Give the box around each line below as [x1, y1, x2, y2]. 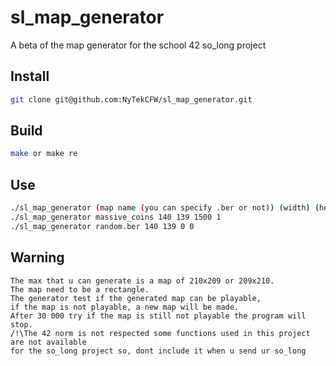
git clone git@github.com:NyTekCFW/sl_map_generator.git [10, 94, 253, 105]
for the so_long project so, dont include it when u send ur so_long [10, 346, 307, 356]
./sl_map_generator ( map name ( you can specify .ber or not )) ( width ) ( [10, 203, 320, 213]
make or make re [10, 149, 78, 159]
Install [10, 68, 50, 85]
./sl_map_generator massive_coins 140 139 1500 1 [10, 212, 222, 222]
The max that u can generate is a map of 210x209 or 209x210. [10, 276, 275, 286]
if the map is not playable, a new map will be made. [10, 302, 240, 312]
